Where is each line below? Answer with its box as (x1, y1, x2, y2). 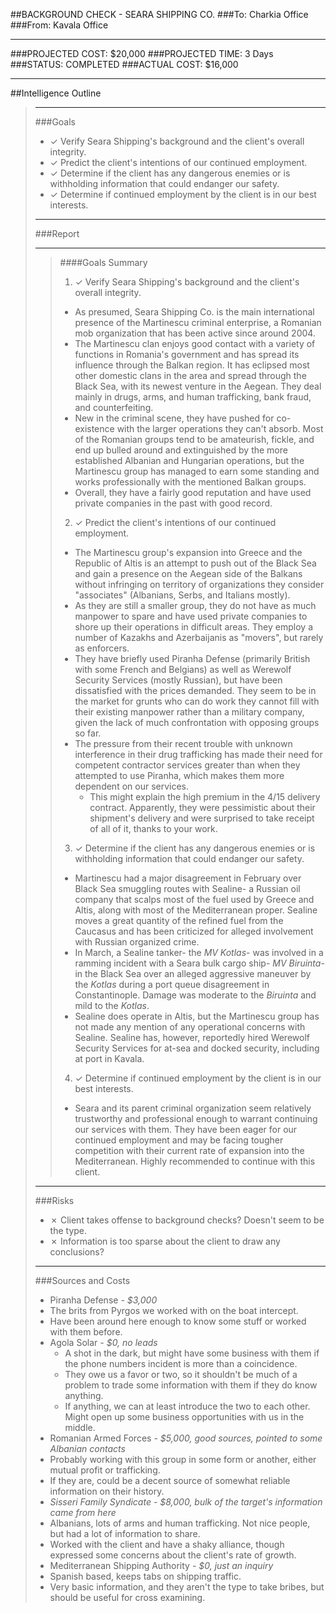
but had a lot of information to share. (49, 1528, 201, 1539)
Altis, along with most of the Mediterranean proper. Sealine (74, 904, 318, 916)
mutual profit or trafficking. (49, 1464, 161, 1476)
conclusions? (49, 1246, 105, 1258)
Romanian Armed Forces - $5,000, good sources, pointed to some (49, 1432, 323, 1444)
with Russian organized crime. (74, 936, 200, 948)
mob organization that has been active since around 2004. (74, 327, 316, 339)
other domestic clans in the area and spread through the (74, 370, 307, 381)
